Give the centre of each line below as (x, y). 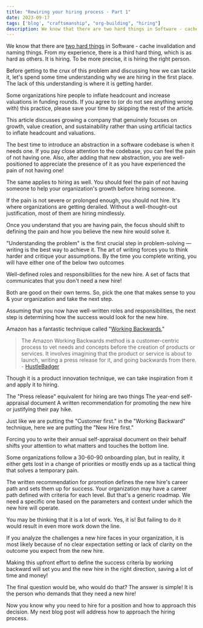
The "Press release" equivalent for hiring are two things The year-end (93, 397)
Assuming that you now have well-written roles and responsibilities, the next (101, 311)
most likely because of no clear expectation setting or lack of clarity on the (99, 544)
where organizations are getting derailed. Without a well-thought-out (92, 207)
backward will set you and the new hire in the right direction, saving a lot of (100, 569)
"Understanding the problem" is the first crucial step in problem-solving (95, 243)
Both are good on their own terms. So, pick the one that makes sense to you (101, 292)
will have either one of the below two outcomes (65, 263)
